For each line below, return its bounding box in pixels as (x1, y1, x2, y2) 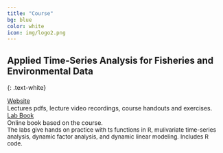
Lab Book (7, 111, 34, 120)
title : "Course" (7, 10, 54, 17)
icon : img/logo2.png (7, 29, 67, 36)
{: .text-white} (7, 84, 47, 92)
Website (7, 97, 31, 105)
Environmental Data (7, 65, 94, 77)
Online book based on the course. (7, 119, 103, 127)
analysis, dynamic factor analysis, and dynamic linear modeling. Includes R (7, 133, 209, 141)
